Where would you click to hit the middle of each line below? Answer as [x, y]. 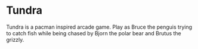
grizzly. [15, 39]
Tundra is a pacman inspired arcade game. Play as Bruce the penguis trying [99, 27]
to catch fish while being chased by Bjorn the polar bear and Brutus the [94, 33]
